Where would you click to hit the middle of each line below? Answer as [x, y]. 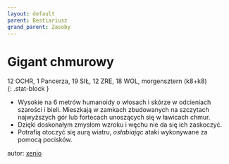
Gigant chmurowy [61, 62]
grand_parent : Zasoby [39, 27]
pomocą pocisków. [45, 140]
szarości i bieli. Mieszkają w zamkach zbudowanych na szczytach [113, 110]
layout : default [31, 14]
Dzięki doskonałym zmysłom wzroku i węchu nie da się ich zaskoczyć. [120, 125]
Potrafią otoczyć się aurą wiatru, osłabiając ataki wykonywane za [112, 132]
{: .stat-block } [28, 89]
